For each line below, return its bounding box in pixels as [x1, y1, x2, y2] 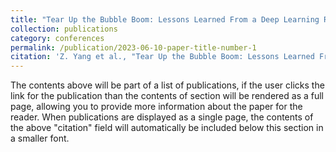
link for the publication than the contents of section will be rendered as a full [10, 90, 324, 102]
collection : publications [10, 24, 118, 34]
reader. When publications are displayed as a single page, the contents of [10, 111, 314, 123]
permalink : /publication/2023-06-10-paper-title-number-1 [10, 42, 257, 53]
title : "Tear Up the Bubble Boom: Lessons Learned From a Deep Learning [10, 14, 320, 25]
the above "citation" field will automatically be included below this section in [10, 122, 324, 134]
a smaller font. [10, 132, 70, 145]
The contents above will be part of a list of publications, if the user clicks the [10, 79, 325, 91]
